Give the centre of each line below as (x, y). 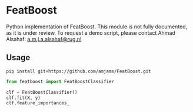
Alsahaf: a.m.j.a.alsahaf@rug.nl (44, 39)
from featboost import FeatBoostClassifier (60, 81)
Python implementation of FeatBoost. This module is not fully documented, (97, 27)
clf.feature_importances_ (38, 103)
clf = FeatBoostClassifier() (42, 92)
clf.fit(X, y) (24, 98)
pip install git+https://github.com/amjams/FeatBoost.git (79, 71)
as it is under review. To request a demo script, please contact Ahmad (91, 32)
